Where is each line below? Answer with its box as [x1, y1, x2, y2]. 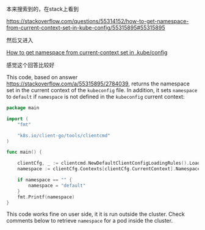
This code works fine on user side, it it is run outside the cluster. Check [6, 210, 185, 218]
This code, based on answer [6, 74, 78, 81]
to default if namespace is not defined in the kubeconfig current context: [6, 93, 185, 100]
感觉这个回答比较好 [6, 62, 55, 68]
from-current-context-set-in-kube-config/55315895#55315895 [6, 24, 166, 31]
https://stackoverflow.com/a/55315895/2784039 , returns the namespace [6, 80, 190, 87]
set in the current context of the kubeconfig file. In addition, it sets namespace [6, 87, 198, 93]
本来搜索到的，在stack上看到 [6, 5, 79, 12]
